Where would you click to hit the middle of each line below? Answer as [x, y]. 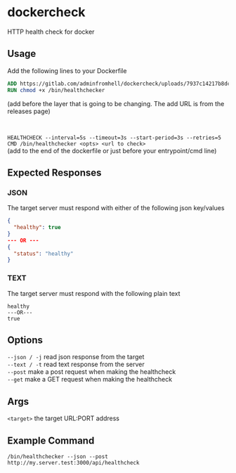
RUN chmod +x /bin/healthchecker [56, 90]
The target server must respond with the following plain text [94, 293]
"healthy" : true [37, 228]
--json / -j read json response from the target [76, 357]
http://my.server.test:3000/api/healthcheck [73, 463]
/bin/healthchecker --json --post [58, 457]
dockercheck [46, 12]
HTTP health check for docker [51, 32]
